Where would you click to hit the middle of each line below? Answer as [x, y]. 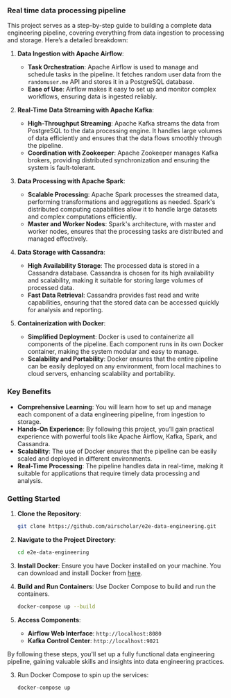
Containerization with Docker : [61, 323]
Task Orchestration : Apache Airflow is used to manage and [113, 67]
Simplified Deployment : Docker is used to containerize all [111, 337]
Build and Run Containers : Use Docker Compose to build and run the [117, 586]
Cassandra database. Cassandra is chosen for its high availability [121, 273]
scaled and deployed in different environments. [85, 458]
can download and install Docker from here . [80, 573]
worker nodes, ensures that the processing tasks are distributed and [125, 232]
